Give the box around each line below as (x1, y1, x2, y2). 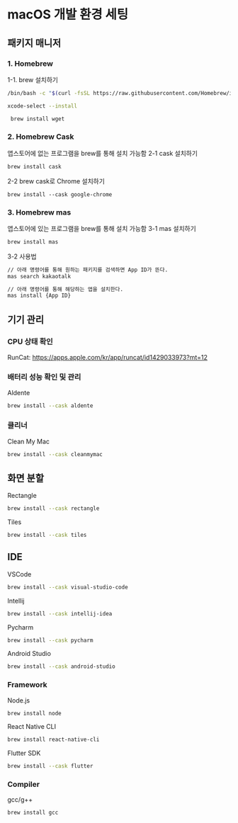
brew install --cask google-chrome (7, 191, 113, 198)
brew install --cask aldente (7, 402, 93, 409)
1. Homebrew (7, 58, 53, 68)
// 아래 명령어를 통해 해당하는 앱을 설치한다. (7, 285, 124, 293)
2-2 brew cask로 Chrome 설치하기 (7, 176, 105, 185)
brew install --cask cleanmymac (7, 450, 103, 458)
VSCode (7, 569, 32, 578)
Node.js (7, 696, 30, 705)
